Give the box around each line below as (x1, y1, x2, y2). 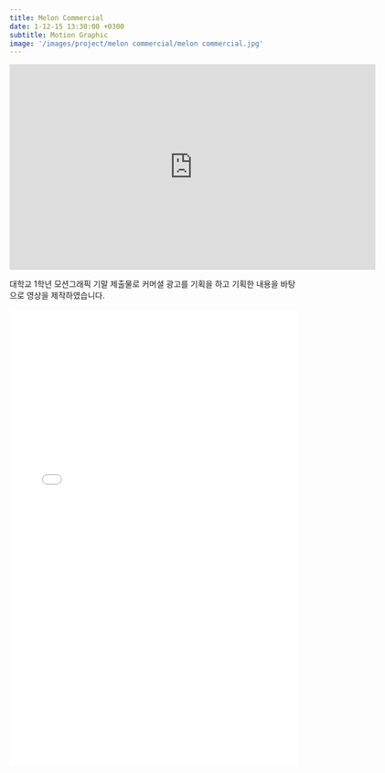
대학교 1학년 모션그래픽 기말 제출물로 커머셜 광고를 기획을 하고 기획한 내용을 (9, 279, 279, 290)
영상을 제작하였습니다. (26, 290, 105, 302)
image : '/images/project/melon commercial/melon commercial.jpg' (9, 38, 263, 48)
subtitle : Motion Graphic (9, 30, 108, 39)
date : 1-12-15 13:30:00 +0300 (9, 22, 125, 31)
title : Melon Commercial (9, 13, 104, 23)
